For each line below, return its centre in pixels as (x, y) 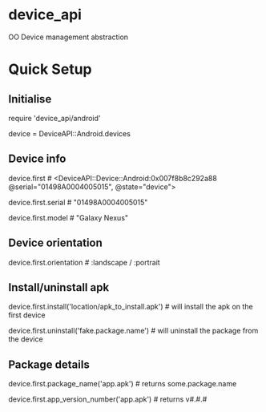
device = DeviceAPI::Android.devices (69, 133)
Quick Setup (50, 69)
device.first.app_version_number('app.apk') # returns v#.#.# (108, 399)
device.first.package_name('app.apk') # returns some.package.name (123, 384)
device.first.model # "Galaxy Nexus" (69, 217)
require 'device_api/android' (55, 118)
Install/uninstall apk (59, 287)
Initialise (30, 99)
